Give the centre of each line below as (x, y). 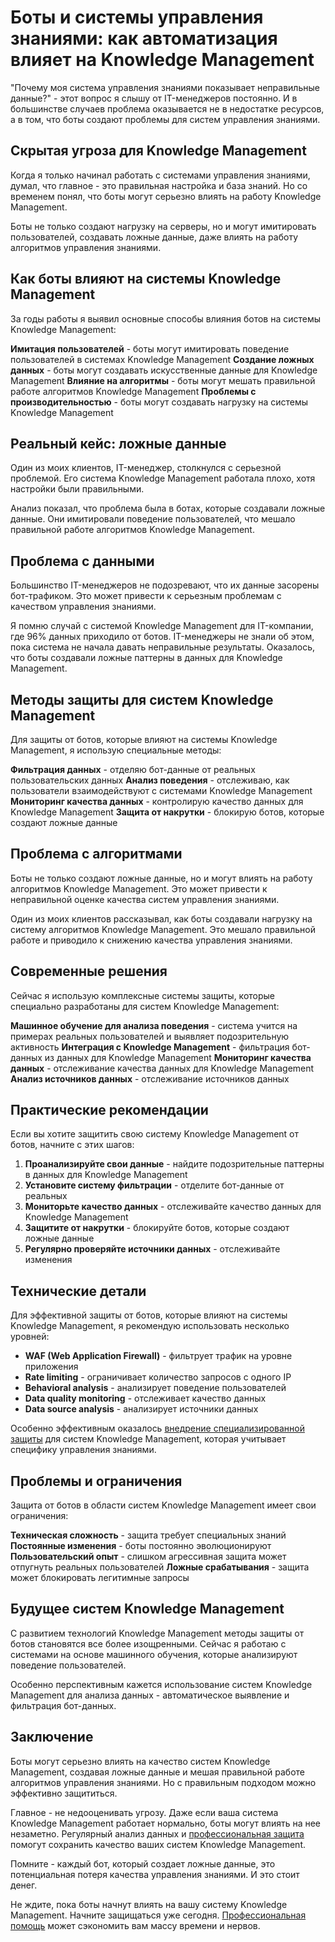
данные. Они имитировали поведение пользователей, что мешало (153, 519)
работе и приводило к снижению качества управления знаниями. (151, 940)
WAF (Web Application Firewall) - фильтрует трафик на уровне (158, 1356)
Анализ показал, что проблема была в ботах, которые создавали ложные (168, 508)
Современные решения (89, 971)
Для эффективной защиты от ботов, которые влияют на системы (149, 1315)
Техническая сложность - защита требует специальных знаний (148, 1535)
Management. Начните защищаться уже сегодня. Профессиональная (158, 1915)
